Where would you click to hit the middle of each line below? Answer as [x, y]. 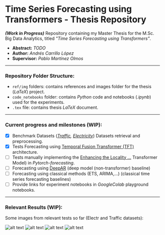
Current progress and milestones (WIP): [54, 125]
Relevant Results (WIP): [34, 207]
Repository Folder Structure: [40, 76]
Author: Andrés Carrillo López [43, 53]
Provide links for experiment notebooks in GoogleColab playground [80, 184]
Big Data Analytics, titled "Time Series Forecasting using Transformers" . [78, 38]
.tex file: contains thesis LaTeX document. [55, 107]
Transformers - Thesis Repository [76, 19]
